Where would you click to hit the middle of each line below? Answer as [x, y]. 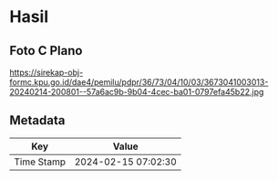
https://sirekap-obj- [46, 72]
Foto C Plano [46, 51]
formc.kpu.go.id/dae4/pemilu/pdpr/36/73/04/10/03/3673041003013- [139, 82]
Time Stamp [40, 162]
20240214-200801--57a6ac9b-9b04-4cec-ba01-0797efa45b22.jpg [137, 92]
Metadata [37, 121]
